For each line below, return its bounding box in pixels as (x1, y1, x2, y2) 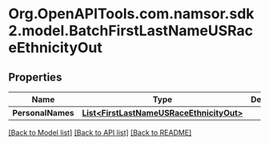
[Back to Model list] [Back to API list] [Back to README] (8, 128, 192, 137)
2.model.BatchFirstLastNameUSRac (8, 22, 254, 40)
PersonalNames (12, 108, 74, 118)
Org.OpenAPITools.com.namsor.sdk (8, 5, 255, 23)
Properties (8, 70, 62, 84)
